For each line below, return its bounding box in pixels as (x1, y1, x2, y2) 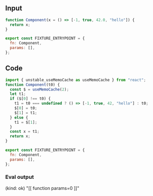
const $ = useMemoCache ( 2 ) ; (10, 87, 69, 92)
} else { (10, 115, 28, 120)
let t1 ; (10, 91, 26, 96)
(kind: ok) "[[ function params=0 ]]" (5, 185, 80, 191)
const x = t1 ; (10, 129, 40, 134)
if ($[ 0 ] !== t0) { (10, 96, 51, 102)
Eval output (5, 174, 34, 181)
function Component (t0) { (5, 82, 60, 87)
